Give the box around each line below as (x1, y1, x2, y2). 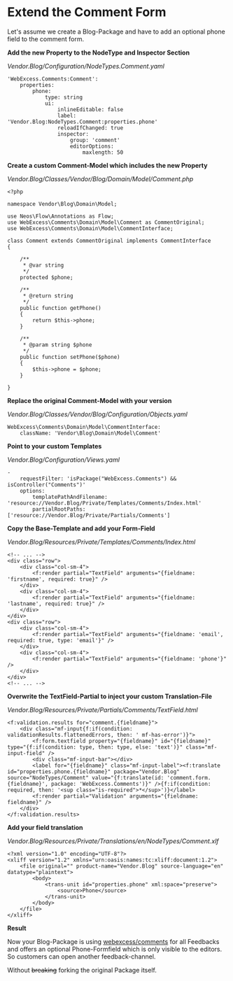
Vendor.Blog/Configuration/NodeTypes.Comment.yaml (7, 62, 164, 70)
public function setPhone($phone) (20, 353, 120, 360)
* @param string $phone (22, 341, 92, 348)
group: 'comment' (69, 136, 120, 143)
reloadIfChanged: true (57, 124, 124, 132)
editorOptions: (69, 143, 114, 150)
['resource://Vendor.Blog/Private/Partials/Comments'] (7, 511, 171, 518)
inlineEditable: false (57, 106, 124, 113)
